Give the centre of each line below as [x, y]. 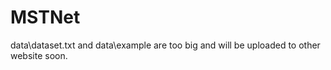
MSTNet [45, 17]
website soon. [39, 55]
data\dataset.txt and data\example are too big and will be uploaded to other [165, 45]
